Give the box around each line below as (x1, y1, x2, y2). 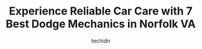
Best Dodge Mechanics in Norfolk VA (5, 17, 196, 31)
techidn (91, 37, 110, 44)
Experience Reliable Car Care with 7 (8, 4, 193, 18)
